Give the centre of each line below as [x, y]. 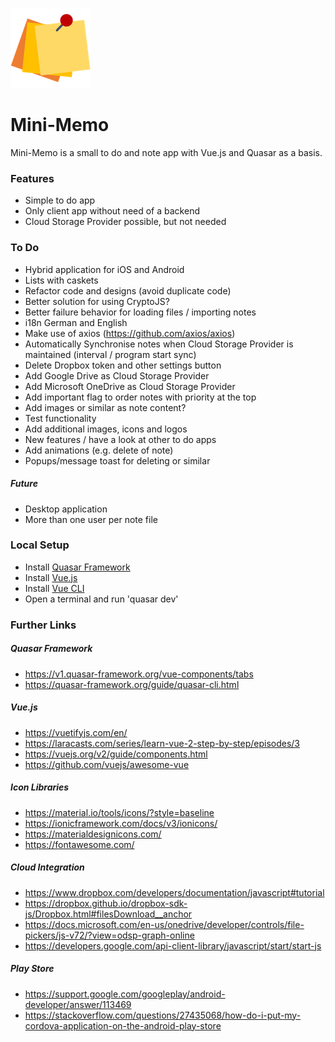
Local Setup [40, 545]
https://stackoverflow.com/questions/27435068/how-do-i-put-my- [163, 1015]
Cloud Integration [47, 867]
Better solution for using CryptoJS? [97, 301]
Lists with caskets [61, 280]
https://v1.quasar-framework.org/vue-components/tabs [139, 674]
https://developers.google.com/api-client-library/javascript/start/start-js [173, 945]
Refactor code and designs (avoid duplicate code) [128, 290]
